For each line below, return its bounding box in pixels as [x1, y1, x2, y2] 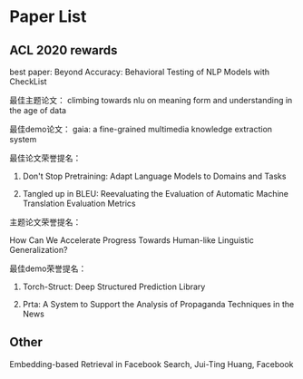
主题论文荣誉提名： [9, 217, 82, 228]
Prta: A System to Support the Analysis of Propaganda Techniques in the [22, 299, 295, 309]
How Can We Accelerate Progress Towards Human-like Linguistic [9, 235, 254, 246]
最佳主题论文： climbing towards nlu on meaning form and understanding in [9, 95, 293, 105]
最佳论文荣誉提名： [9, 152, 82, 163]
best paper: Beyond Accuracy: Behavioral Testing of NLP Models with [9, 66, 270, 77]
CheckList [9, 76, 47, 87]
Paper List [9, 6, 87, 27]
